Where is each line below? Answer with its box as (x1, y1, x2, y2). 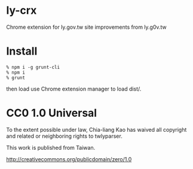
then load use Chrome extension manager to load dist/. (6, 85, 142, 92)
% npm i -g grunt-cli (6, 64, 60, 70)
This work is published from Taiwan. (6, 144, 96, 151)
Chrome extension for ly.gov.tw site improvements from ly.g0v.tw (6, 23, 167, 31)
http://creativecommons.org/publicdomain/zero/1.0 (6, 155, 132, 162)
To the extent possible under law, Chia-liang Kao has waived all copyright (6, 126, 187, 133)
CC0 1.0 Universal (6, 106, 97, 120)
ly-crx (6, 4, 37, 17)
